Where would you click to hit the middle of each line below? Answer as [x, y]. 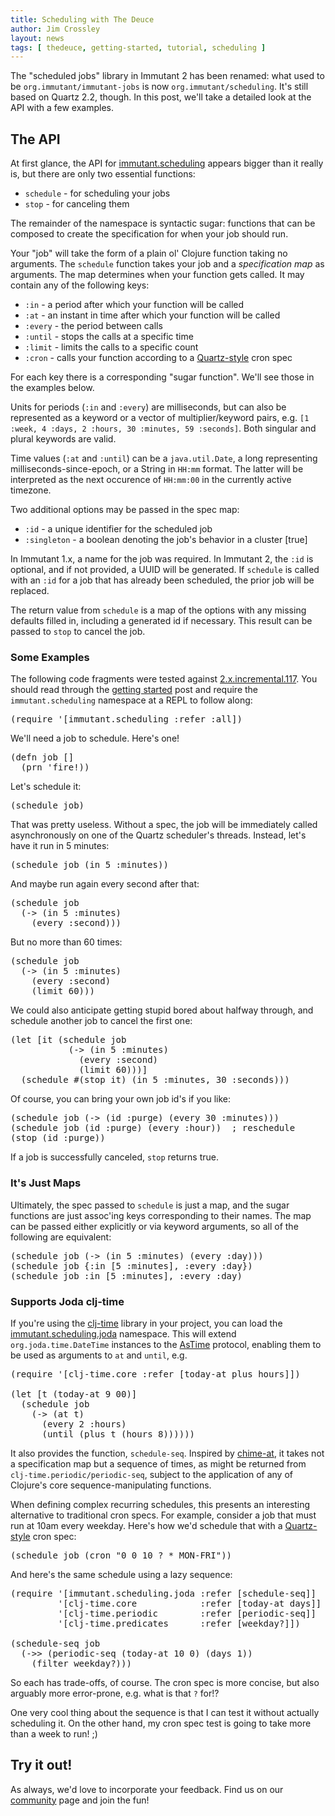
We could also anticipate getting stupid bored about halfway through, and [162, 1010]
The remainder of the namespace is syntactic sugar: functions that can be [163, 223]
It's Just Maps [46, 1183]
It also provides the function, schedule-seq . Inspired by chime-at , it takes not [167, 1453]
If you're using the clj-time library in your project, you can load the [146, 1323]
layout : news [37, 38]
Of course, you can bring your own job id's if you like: [120, 1099]
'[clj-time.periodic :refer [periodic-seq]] [187, 1613]
